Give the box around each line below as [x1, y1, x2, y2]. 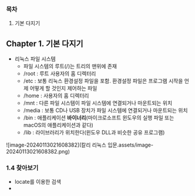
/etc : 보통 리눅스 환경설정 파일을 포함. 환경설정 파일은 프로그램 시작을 [23, 78, 183, 85]
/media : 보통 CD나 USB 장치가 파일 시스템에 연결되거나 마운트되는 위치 [23, 107, 188, 114]
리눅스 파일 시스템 [14, 55, 56, 62]
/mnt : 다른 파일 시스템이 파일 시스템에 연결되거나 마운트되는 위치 [23, 99, 173, 107]
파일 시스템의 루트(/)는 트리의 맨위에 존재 [23, 63, 117, 70]
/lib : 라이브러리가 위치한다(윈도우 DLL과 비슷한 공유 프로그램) [23, 129, 165, 136]
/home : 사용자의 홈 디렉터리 [23, 92, 89, 99]
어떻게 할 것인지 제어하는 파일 [29, 85, 97, 92]
